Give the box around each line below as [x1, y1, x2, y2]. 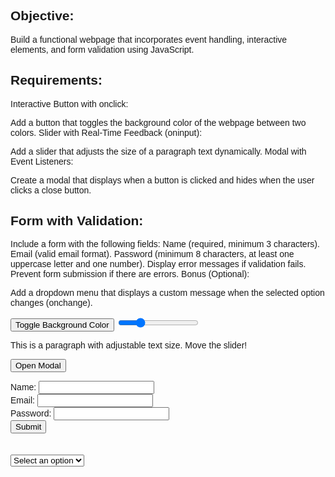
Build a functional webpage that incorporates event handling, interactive [10, 34, 288, 45]
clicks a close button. [10, 184, 92, 196]
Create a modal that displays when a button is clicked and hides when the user [10, 174, 315, 186]
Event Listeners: [10, 155, 74, 167]
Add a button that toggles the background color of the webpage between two [10, 117, 307, 128]
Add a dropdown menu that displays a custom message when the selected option [10, 287, 325, 299]
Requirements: [10, 72, 103, 88]
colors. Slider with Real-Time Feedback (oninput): [10, 127, 203, 138]
